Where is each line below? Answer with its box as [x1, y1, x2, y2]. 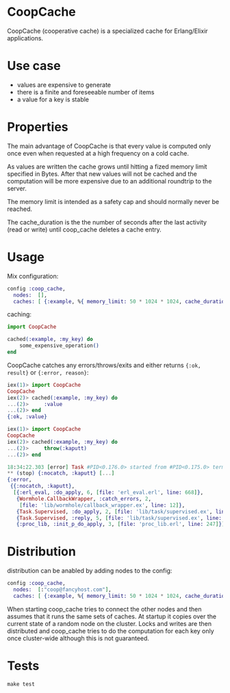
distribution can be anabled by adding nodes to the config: [7, 566, 172, 575]
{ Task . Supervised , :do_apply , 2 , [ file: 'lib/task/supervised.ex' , [16, 508, 213, 515]
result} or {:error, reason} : [7, 368, 89, 377]
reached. [7, 205, 33, 213]
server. [7, 184, 27, 192]
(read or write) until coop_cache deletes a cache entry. [7, 225, 162, 234]
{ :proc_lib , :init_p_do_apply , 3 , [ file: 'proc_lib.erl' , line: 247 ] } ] [16, 521, 225, 528]
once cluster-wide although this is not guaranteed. [7, 634, 149, 642]
